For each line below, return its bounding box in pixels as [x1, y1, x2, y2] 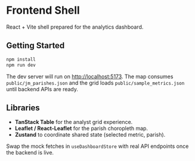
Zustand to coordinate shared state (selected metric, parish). [14, 131, 166, 138]
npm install [6, 56, 36, 63]
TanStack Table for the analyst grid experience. [14, 119, 133, 126]
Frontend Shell [6, 4, 81, 17]
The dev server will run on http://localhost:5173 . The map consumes [6, 73, 174, 80]
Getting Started [6, 41, 65, 51]
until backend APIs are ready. [6, 85, 79, 92]
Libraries [6, 103, 40, 113]
